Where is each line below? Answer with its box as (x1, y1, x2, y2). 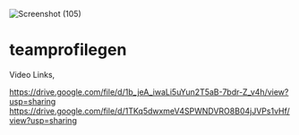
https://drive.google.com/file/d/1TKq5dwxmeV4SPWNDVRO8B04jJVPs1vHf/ (9, 105, 291, 116)
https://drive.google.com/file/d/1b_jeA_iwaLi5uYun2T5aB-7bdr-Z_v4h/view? (9, 86, 289, 97)
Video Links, (9, 69, 56, 80)
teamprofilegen (9, 40, 127, 60)
